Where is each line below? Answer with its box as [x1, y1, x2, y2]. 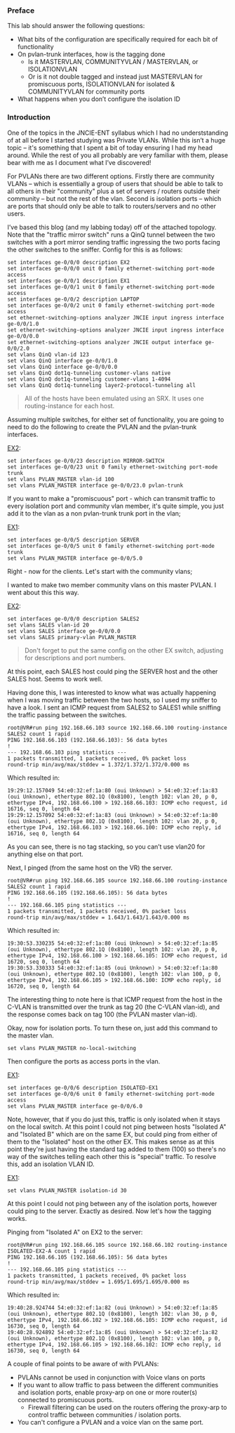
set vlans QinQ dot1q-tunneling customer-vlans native [7, 369, 171, 377]
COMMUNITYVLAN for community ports [27, 87, 145, 96]
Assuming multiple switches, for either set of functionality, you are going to [7, 415, 224, 424]
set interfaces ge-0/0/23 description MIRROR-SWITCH [7, 457, 165, 464]
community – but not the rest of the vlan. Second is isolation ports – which [7, 194, 222, 202]
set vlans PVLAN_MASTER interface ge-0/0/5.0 [7, 554, 142, 562]
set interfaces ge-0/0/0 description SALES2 [7, 615, 140, 622]
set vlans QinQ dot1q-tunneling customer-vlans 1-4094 [7, 375, 171, 383]
